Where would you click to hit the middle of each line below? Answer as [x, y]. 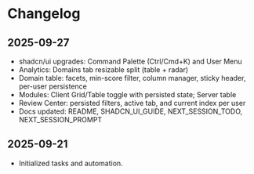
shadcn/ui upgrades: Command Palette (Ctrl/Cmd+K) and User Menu [130, 61]
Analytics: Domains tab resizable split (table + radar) [103, 70]
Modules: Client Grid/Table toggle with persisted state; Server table [127, 94]
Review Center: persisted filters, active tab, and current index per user [132, 103]
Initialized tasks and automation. [71, 163]
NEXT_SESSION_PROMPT [60, 120]
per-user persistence [53, 86]
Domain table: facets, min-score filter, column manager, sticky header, [132, 78]
